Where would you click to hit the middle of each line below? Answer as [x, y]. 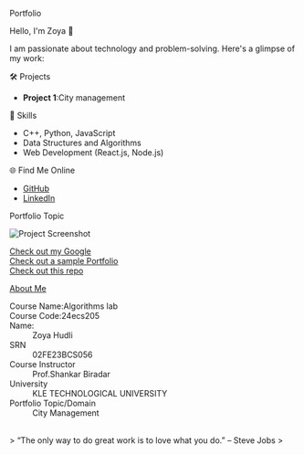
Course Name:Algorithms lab [64, 306]
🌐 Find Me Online [42, 170]
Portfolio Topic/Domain [52, 403]
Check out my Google [50, 251]
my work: [27, 58]
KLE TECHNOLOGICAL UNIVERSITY [100, 393]
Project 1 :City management [74, 98]
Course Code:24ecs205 [55, 316]
